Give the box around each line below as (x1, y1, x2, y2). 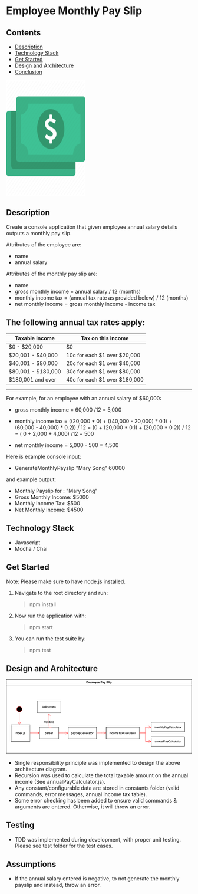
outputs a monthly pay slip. (6, 229, 72, 236)
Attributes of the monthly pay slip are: (6, 270, 98, 277)
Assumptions (6, 859, 57, 869)
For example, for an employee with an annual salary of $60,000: (6, 395, 162, 402)
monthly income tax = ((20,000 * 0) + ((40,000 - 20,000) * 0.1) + (14, 418, 173, 425)
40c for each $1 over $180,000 (65, 376, 144, 383)
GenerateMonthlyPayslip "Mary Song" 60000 (14, 464, 126, 471)
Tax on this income (81, 335, 129, 342)
